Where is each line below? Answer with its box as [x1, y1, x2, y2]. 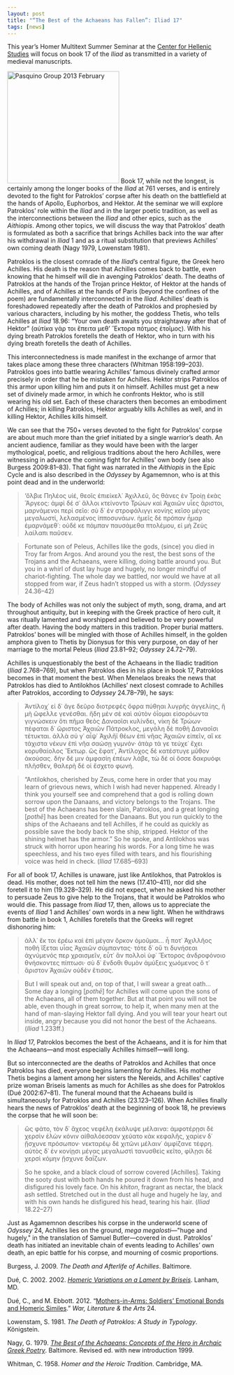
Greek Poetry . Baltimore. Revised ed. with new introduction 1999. [7, 1346, 194, 1355]
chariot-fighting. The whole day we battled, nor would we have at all [24, 572, 221, 581]
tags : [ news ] [7, 23, 45, 30]
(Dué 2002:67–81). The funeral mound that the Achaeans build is [7, 1089, 193, 1097]
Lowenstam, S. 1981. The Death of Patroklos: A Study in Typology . [7, 1318, 198, 1326]
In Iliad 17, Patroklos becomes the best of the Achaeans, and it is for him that [7, 1038, 227, 1046]
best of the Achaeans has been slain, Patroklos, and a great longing [24, 805, 219, 813]
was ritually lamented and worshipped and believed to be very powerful [7, 616, 214, 624]
